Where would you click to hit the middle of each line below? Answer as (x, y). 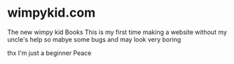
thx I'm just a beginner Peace (49, 53)
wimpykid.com (51, 13)
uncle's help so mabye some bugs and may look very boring (94, 39)
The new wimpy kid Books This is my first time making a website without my (117, 32)
